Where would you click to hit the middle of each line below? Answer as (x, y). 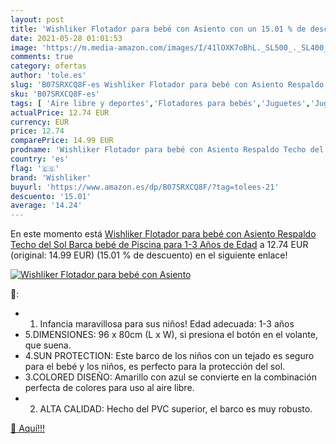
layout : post (37, 19)
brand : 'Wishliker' (51, 177)
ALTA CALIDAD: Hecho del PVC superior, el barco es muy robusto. (176, 409)
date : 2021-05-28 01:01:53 (66, 38)
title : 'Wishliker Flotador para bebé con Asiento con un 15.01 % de (158, 29)
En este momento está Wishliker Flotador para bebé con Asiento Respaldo (163, 234)
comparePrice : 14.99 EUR (62, 141)
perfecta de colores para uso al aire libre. (109, 388)
